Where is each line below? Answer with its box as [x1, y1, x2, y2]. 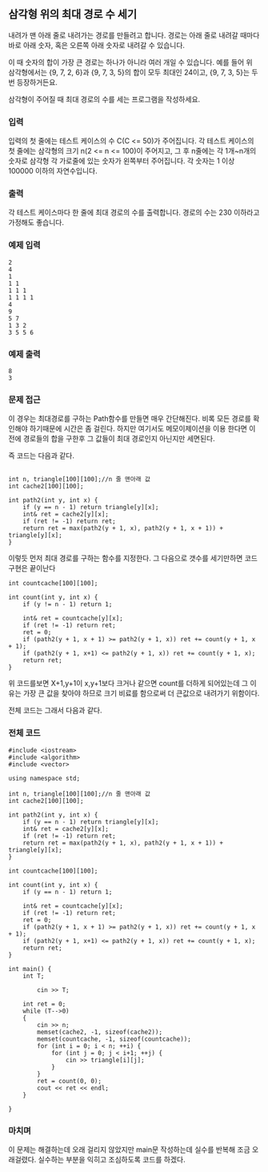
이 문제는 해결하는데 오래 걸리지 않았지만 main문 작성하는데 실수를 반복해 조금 [8, 1144, 250, 1154]
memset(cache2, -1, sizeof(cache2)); [37, 1028, 162, 1036]
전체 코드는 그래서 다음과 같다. [8, 705, 102, 715]
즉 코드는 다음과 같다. [8, 451, 74, 460]
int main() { [8, 965, 52, 973]
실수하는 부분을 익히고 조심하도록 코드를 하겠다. [38, 1154, 186, 1164]
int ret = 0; [22, 1000, 66, 1008]
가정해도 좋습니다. [8, 218, 65, 227]
